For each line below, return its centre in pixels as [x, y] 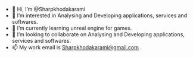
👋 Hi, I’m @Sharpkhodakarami [48, 9]
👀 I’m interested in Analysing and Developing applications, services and [99, 15]
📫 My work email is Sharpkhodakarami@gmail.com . [77, 47]
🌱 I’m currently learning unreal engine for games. [72, 28]
